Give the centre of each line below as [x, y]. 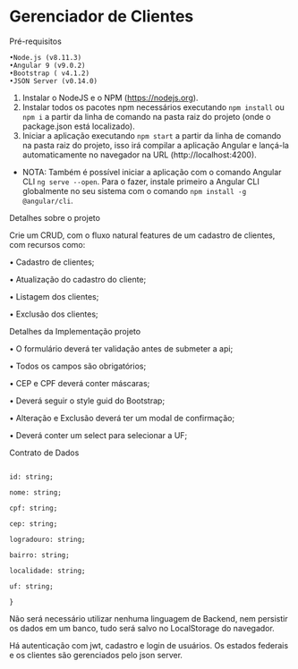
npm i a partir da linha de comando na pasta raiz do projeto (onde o [146, 116]
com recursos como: [47, 244]
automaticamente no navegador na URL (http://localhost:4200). [139, 155]
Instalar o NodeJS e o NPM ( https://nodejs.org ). [110, 97]
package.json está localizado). [79, 126]
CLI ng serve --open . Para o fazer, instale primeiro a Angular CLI [140, 182]
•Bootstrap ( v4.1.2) [50, 73]
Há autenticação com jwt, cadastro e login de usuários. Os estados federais [149, 645]
